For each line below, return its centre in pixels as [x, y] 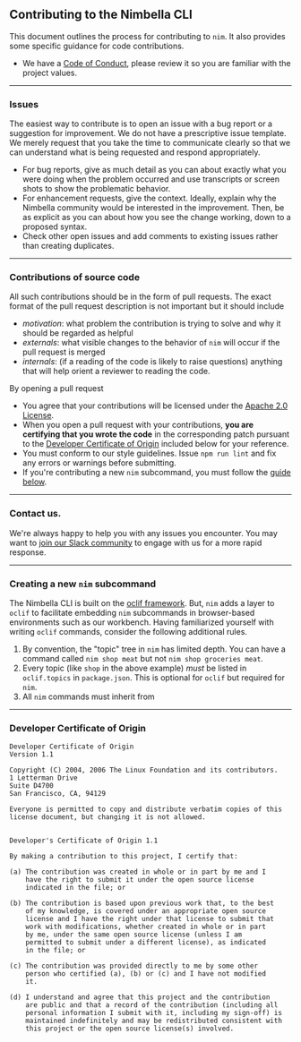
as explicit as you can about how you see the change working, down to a [156, 218]
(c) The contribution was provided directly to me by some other [133, 966]
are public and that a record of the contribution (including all [152, 1005]
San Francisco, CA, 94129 [57, 794]
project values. [50, 73]
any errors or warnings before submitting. [99, 463]
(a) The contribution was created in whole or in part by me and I [138, 872]
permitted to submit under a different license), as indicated [146, 943]
